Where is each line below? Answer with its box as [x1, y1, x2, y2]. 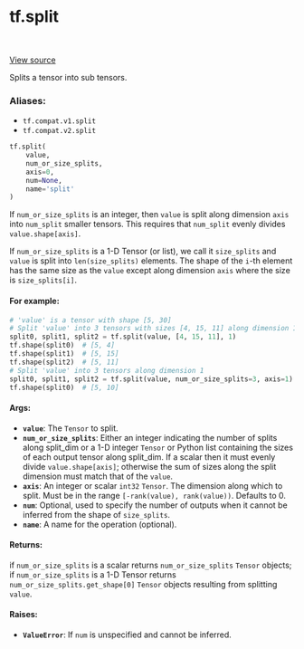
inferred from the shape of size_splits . [22, 509, 170, 520]
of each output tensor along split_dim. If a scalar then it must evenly [22, 451, 276, 463]
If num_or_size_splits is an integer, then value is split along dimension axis [9, 209, 290, 220]
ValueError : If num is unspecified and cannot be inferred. [22, 629, 233, 640]
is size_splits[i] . [9, 274, 77, 286]
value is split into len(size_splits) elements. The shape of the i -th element [9, 255, 293, 266]
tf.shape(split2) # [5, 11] [9, 358, 119, 367]
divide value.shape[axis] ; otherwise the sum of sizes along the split [22, 461, 277, 472]
